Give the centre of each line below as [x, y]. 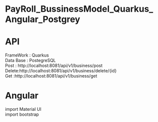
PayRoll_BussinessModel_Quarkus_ [79, 9]
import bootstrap [22, 114]
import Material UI [23, 109]
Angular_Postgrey [43, 19]
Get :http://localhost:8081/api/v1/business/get [51, 76]
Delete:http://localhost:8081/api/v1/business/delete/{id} [61, 71]
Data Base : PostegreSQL [31, 61]
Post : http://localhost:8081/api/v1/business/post [54, 66]
